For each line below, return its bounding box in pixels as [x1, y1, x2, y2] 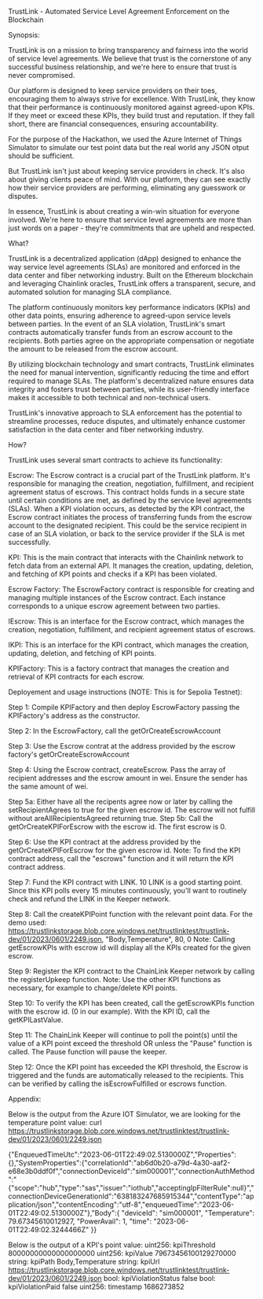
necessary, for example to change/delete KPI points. [8, 983, 178, 992]
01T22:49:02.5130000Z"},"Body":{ [8, 1209, 120, 1217]
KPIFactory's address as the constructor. [8, 711, 141, 720]
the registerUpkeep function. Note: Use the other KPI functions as [8, 975, 221, 984]
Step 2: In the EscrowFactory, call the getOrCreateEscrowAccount [8, 727, 221, 735]
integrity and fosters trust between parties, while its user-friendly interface [8, 385, 250, 394]
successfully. [8, 538, 51, 546]
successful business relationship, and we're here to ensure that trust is [8, 62, 237, 72]
